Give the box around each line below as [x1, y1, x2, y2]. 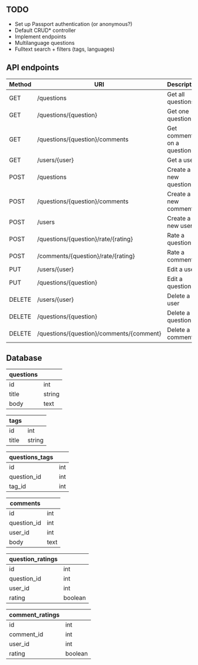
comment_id [9, 630, 44, 638]
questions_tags [9, 453, 54, 461]
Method [9, 80, 32, 88]
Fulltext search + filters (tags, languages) [14, 45, 115, 53]
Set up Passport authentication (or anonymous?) [14, 20, 133, 27]
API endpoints [6, 63, 60, 73]
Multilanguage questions [14, 39, 75, 46]
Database [6, 353, 42, 363]
